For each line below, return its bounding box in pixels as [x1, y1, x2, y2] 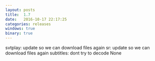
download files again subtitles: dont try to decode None [5, 50, 122, 56]
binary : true [5, 31, 33, 36]
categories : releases [5, 21, 51, 27]
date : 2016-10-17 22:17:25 [5, 17, 67, 22]
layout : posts [5, 7, 36, 13]
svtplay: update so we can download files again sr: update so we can [5, 45, 150, 50]
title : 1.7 [5, 12, 30, 17]
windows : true [5, 26, 36, 31]
